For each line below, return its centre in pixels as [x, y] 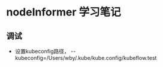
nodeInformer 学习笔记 [64, 12]
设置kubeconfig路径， [42, 51]
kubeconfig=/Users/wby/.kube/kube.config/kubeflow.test [86, 58]
